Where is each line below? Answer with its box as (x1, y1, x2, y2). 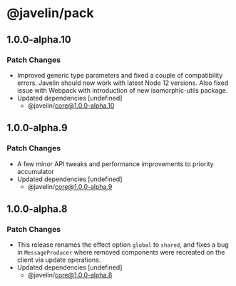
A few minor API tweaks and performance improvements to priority (16, 159, 215, 168)
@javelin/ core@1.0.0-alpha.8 (27, 271, 113, 280)
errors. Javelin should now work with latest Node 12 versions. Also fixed (16, 78, 229, 87)
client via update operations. (16, 255, 101, 265)
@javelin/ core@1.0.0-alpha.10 (27, 101, 115, 110)
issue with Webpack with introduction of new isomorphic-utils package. (16, 86, 228, 94)
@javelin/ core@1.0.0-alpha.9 (27, 182, 113, 190)
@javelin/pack (6, 5, 94, 21)
